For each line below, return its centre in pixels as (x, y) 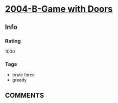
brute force (23, 75)
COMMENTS (25, 95)
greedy (19, 80)
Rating (13, 41)
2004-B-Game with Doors (59, 9)
